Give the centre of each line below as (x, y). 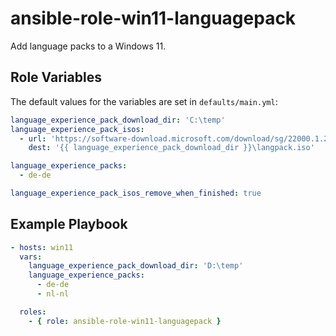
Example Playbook (69, 224)
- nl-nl (53, 294)
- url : (33, 138)
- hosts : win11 (42, 247)
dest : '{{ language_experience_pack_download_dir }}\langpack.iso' (171, 148)
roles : (33, 312)
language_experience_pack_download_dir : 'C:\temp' (118, 120)
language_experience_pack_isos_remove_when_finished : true (136, 193)
